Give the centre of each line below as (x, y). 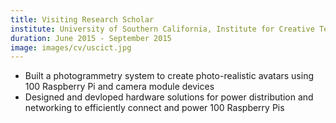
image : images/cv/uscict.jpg (71, 47)
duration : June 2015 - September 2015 (91, 38)
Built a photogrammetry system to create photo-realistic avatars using (169, 76)
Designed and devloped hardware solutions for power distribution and (169, 97)
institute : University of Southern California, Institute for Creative (162, 29)
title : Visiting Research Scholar (82, 19)
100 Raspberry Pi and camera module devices (119, 87)
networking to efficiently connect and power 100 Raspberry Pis (154, 108)
